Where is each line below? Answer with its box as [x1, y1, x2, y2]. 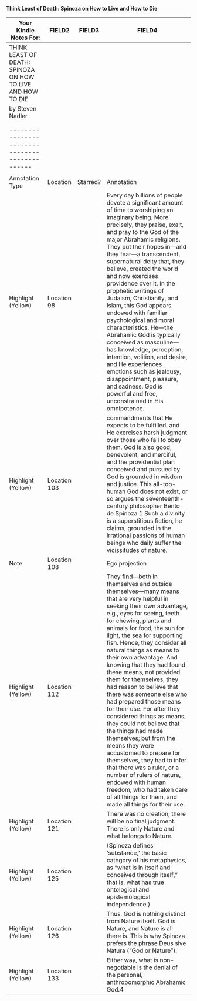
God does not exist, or [127, 487, 188, 496]
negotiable [106, 963, 136, 972]
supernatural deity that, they [106, 257, 185, 265]
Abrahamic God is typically [106, 331, 181, 339]
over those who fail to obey [106, 436, 182, 444]
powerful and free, [106, 390, 158, 397]
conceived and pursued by [106, 466, 181, 473]
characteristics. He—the [106, 323, 174, 332]
